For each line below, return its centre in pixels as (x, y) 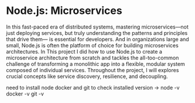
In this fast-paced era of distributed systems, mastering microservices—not (97, 27)
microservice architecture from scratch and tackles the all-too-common (93, 58)
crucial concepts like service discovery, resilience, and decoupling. (87, 76)
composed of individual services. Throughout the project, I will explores (93, 70)
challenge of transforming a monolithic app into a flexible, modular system (96, 64)
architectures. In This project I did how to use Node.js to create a (84, 51)
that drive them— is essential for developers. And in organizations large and (97, 39)
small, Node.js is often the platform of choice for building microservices (92, 45)
